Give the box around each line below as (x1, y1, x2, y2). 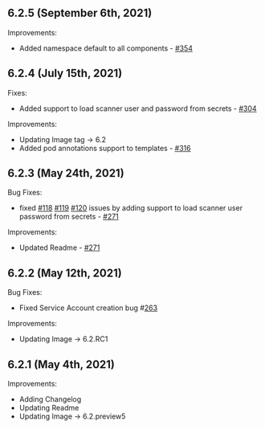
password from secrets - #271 (18, 212, 120, 222)
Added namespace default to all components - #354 (18, 43, 194, 53)
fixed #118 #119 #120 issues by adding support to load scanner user (18, 203, 243, 213)
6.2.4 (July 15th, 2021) (7, 67, 123, 80)
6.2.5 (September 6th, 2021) (7, 6, 153, 20)
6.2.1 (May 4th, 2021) (7, 357, 116, 371)
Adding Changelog (18, 394, 82, 404)
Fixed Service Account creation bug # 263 (18, 303, 158, 313)
